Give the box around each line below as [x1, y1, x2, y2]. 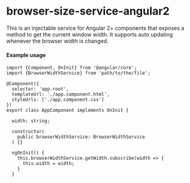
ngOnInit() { [12, 150, 45, 156]
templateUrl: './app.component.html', [12, 91, 110, 98]
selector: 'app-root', [12, 86, 69, 92]
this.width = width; [22, 161, 75, 167]
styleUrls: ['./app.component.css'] [12, 97, 104, 103]
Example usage [6, 51, 46, 58]
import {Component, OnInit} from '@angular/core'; [6, 65, 137, 71]
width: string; [12, 118, 50, 124]
